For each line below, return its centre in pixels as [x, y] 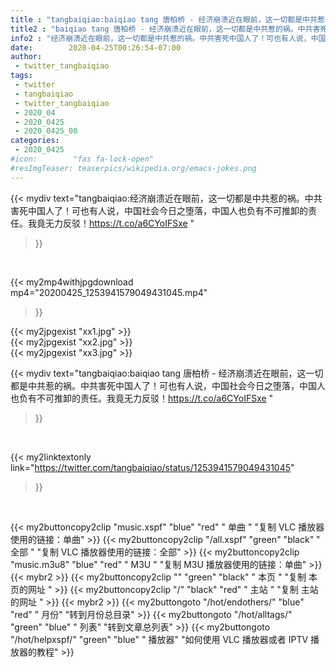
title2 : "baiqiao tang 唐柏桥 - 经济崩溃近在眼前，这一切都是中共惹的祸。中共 [161, 29]
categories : [35, 141]
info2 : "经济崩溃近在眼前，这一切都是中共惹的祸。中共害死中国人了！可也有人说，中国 [168, 38]
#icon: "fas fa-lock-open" [82, 159]
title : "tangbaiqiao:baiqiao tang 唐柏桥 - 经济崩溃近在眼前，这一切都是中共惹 [167, 19]
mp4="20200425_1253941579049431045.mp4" [109, 292]
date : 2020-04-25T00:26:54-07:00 [96, 47]
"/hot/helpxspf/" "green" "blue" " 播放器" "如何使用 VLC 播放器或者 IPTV [159, 639]
